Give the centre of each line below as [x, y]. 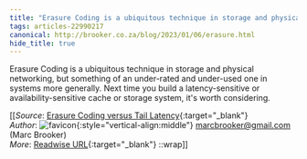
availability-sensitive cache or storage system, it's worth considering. [140, 98]
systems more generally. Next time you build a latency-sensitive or [135, 88]
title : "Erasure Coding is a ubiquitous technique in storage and [138, 18]
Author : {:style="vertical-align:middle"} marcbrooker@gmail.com [150, 125]
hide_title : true [42, 43]
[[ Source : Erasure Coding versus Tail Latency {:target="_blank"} [129, 115]
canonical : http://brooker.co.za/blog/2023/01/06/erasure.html [132, 35]
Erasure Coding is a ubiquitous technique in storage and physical [132, 69]
